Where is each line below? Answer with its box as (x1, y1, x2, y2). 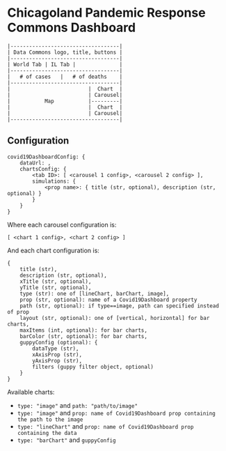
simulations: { (32, 178, 76, 185)
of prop (7, 308, 30, 315)
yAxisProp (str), (32, 357, 82, 364)
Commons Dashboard (7, 20, 136, 36)
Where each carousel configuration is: (7, 220, 117, 229)
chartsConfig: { (19, 165, 67, 172)
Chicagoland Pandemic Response (7, 5, 207, 21)
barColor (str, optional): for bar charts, (19, 332, 148, 339)
